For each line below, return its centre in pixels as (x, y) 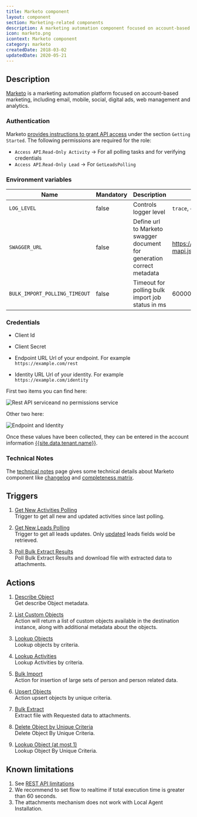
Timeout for (149, 283)
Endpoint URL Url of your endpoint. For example (72, 358)
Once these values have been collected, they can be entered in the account (97, 437)
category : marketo (28, 45)
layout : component (28, 17)
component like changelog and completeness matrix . (70, 477)
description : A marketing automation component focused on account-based (98, 28)
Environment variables (39, 179)
